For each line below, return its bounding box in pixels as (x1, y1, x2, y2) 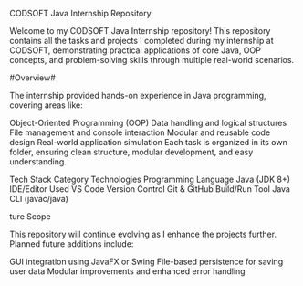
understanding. (9, 156, 67, 167)
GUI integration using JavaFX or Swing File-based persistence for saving (9, 256, 284, 267)
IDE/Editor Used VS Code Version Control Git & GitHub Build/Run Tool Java (9, 184, 290, 195)
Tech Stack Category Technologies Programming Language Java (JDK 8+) (9, 174, 290, 185)
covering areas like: (9, 100, 84, 111)
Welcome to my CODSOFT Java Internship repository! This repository (9, 26, 271, 36)
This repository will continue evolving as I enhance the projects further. (9, 228, 277, 239)
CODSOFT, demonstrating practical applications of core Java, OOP (9, 45, 262, 56)
